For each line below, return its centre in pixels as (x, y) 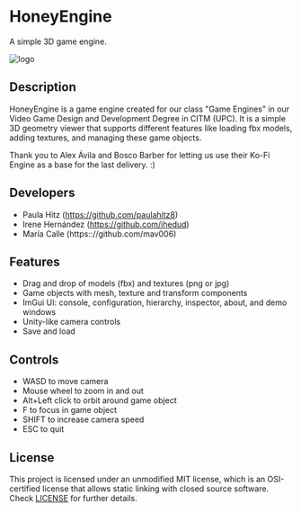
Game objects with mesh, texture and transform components (135, 293)
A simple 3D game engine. (58, 41)
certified (25, 489)
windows (39, 312)
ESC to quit (43, 429)
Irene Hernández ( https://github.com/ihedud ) (106, 224)
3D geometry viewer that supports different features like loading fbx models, (151, 128)
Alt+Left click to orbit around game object (99, 400)
